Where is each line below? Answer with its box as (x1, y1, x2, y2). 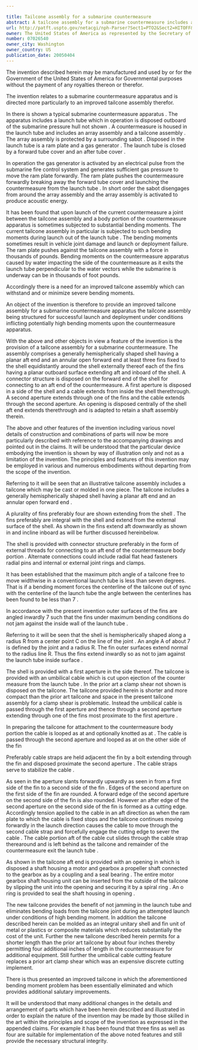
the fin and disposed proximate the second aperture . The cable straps (6, 760, 178, 767)
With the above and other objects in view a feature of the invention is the (6, 337, 183, 344)
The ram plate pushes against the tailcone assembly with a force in (6, 246, 169, 253)
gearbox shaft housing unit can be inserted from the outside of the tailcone (6, 877, 189, 884)
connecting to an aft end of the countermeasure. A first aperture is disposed (6, 381, 192, 388)
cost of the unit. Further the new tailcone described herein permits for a (6, 932, 180, 939)
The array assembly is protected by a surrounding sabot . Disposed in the (6, 135, 184, 143)
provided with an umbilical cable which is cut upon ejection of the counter (6, 674, 186, 681)
